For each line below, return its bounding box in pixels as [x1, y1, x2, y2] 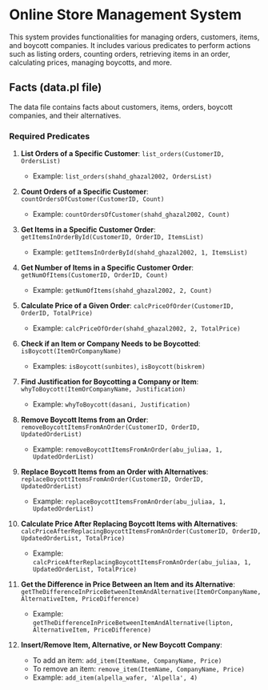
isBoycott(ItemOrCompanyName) [20, 347, 122, 355]
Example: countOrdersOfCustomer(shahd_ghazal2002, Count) [32, 210, 230, 219]
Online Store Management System [9, 6, 242, 24]
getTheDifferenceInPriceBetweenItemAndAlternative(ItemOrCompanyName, [20, 588, 262, 596]
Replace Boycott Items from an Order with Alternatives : [20, 467, 209, 477]
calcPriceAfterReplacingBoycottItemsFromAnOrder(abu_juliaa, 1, [32, 559, 252, 567]
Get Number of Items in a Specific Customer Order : [20, 263, 194, 273]
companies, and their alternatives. [9, 110, 122, 120]
